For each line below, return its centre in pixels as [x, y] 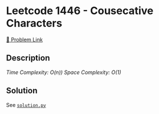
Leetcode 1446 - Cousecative [80, 11]
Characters [34, 23]
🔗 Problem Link [24, 39]
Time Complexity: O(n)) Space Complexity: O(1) [64, 72]
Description [28, 58]
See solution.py [26, 105]
